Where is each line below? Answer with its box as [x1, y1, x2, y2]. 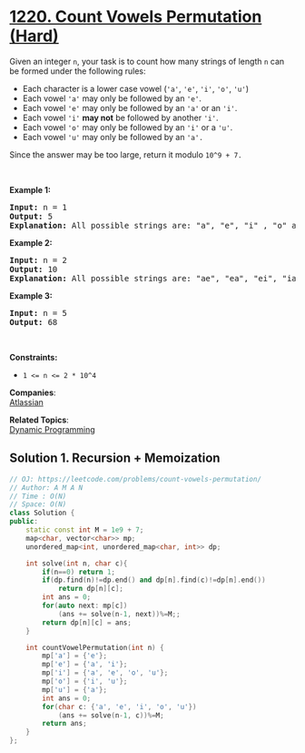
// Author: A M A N [9, 483, 84, 493]
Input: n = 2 [9, 255, 68, 265]
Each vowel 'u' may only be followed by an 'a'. [22, 131, 204, 142]
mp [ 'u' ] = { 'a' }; [42, 685, 107, 694]
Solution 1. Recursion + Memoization [9, 451, 221, 466]
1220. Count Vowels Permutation [9, 6, 262, 27]
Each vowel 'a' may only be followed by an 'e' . [22, 93, 202, 104]
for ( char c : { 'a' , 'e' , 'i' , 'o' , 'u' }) [42, 702, 197, 711]
